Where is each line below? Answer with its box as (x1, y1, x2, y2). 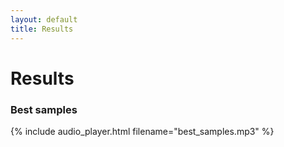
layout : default (10, 14, 78, 25)
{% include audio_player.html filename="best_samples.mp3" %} (10, 125, 275, 137)
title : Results (10, 24, 74, 34)
